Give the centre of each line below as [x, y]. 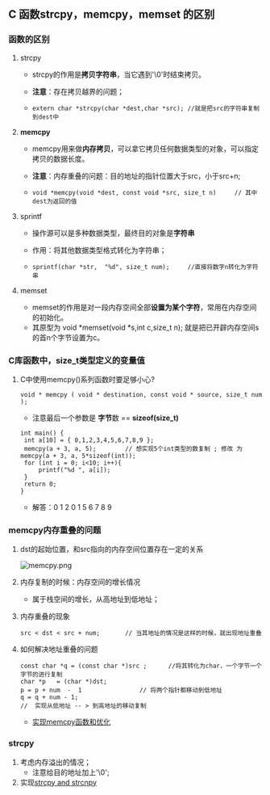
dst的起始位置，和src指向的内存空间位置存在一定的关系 [112, 549]
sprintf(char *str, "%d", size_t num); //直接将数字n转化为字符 [145, 267]
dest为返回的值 [54, 201]
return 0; [40, 484]
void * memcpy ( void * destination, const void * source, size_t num [141, 394]
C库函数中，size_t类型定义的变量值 [77, 360]
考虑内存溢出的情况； [55, 762]
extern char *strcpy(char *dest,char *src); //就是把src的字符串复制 [146, 108]
